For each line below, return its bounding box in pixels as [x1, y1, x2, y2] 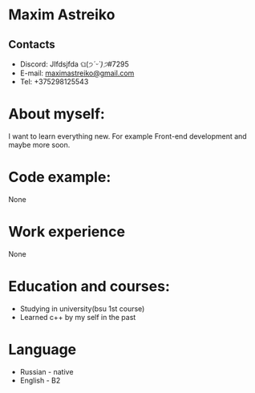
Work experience [8, 223, 126, 241]
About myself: [8, 105, 106, 124]
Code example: [8, 168, 111, 186]
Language [8, 340, 77, 359]
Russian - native [19, 367, 74, 376]
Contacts [8, 38, 56, 51]
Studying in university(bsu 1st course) [19, 303, 145, 314]
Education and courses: [8, 278, 171, 295]
